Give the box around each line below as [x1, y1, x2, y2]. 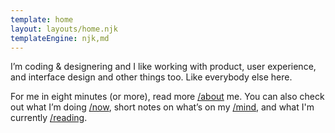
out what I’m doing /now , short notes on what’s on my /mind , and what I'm [10, 101, 315, 113]
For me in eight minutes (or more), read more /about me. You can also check [10, 91, 325, 103]
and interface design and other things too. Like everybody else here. [10, 71, 293, 83]
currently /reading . [10, 112, 88, 124]
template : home [10, 14, 74, 25]
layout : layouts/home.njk [10, 24, 118, 34]
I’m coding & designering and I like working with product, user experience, [10, 61, 317, 73]
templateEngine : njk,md [10, 33, 110, 43]
